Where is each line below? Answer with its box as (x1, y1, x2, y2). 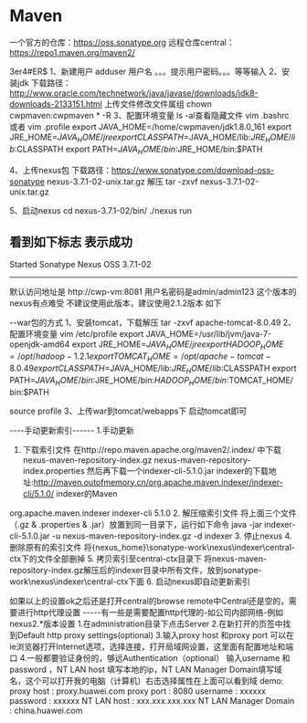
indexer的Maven (56, 487, 118, 498)
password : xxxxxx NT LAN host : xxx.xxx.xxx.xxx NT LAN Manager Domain (9, 695, 295, 706)
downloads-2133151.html (9, 98, 102, 110)
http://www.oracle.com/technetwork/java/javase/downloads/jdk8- (9, 88, 259, 99)
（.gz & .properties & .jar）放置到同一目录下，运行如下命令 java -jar (9, 519, 263, 529)
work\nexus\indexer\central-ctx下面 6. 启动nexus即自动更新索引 (9, 576, 251, 587)
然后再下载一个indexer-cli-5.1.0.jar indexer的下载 (86, 465, 270, 476)
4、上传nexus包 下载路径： (9, 164, 112, 175)
